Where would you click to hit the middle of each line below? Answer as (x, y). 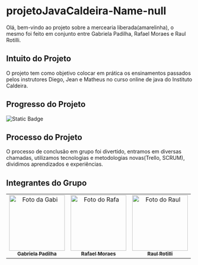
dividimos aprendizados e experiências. (55, 164)
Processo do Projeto (44, 137)
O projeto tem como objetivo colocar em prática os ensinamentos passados (99, 73)
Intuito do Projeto (39, 59)
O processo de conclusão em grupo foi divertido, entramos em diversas (94, 152)
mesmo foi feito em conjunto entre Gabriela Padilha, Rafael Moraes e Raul (96, 33)
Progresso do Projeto (46, 104)
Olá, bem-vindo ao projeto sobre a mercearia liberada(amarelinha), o (90, 27)
